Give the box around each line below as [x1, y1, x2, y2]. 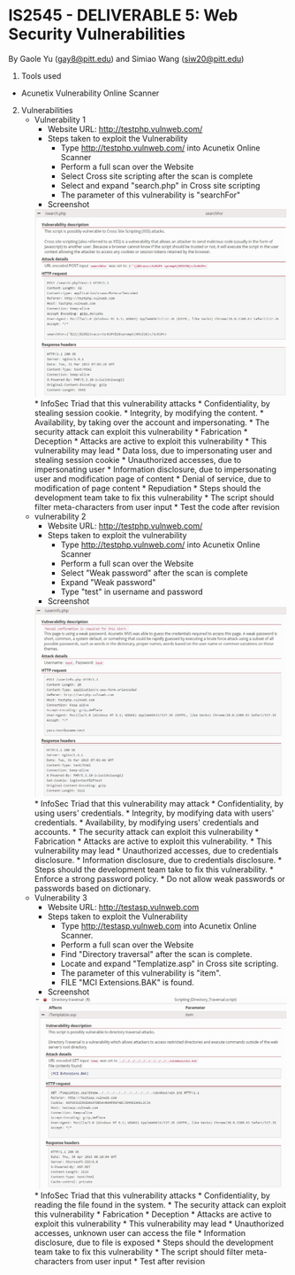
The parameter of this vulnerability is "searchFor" [60, 189, 241, 200]
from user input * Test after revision [75, 1256, 205, 1267]
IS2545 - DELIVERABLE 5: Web [8, 5, 238, 26]
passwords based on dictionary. [34, 883, 151, 894]
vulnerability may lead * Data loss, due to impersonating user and [34, 445, 273, 456]
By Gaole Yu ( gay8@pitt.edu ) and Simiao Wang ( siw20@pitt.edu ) [8, 53, 245, 64]
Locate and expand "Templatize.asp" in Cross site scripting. [60, 958, 279, 970]
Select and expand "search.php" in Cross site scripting [60, 180, 261, 190]
